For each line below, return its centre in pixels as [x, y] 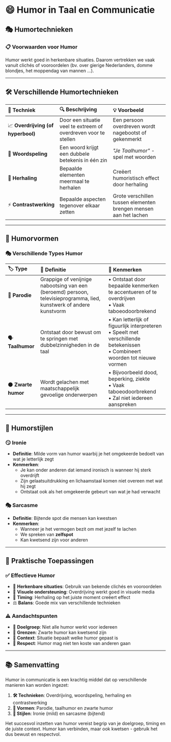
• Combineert [125, 351]
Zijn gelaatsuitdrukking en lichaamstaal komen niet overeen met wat [91, 481]
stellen [67, 139]
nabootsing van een [64, 286]
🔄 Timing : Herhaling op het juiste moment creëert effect [72, 597]
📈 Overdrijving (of [31, 126]
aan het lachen [131, 215]
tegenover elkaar [80, 205]
